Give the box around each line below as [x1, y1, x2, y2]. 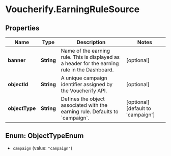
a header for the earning [61, 60, 119, 67]
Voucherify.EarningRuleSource [5, 4, 140, 15]
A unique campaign [61, 74, 108, 82]
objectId [8, 81, 28, 88]
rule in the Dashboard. [61, 66, 114, 73]
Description [76, 39, 106, 46]
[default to [126, 105, 151, 112]
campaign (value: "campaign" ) [12, 145, 73, 151]
